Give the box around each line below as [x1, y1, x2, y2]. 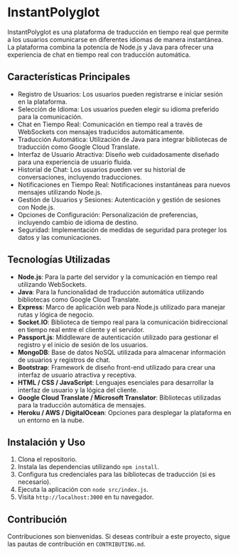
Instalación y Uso [7, 436, 86, 448]
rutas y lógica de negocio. [17, 310, 94, 319]
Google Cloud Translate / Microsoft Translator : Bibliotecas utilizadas [17, 393, 222, 402]
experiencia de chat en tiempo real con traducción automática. [7, 50, 191, 59]
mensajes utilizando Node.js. [17, 187, 102, 196]
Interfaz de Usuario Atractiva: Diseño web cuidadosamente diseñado [17, 150, 220, 158]
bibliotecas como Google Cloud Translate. [17, 295, 141, 304]
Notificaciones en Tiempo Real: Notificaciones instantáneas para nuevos [17, 180, 231, 189]
